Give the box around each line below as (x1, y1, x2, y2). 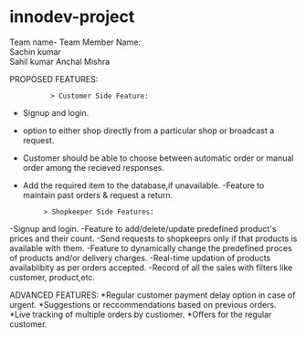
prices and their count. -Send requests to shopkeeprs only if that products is (9, 233, 298, 244)
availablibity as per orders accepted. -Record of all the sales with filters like (9, 262, 293, 273)
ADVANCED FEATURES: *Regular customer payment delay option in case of (9, 290, 296, 300)
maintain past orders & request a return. (22, 189, 174, 200)
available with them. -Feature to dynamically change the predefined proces (9, 242, 292, 253)
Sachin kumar (9, 46, 62, 57)
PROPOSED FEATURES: (9, 73, 99, 84)
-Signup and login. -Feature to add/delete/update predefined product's (9, 223, 277, 234)
